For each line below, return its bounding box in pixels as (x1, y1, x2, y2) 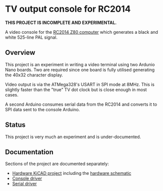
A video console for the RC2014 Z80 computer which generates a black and (5, 29, 158, 35)
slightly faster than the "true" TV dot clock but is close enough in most (5, 87, 147, 93)
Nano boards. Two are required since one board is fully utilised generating (5, 67, 155, 72)
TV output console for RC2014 (5, 3, 131, 15)
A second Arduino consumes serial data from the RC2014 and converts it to (5, 101, 158, 107)
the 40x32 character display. (5, 72, 63, 78)
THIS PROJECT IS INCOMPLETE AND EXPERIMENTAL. (5, 20, 117, 25)
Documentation (5, 148, 54, 156)
